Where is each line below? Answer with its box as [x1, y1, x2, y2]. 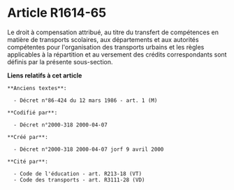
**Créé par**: [7, 133, 49, 140]
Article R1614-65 [7, 5, 107, 21]
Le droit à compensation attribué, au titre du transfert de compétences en [7, 28, 219, 36]
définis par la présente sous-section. [7, 57, 113, 66]
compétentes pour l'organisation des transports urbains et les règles [7, 43, 205, 51]
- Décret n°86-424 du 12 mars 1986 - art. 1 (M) [13, 96, 158, 104]
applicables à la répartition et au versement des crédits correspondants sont [7, 50, 227, 59]
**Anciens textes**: [7, 85, 68, 92]
